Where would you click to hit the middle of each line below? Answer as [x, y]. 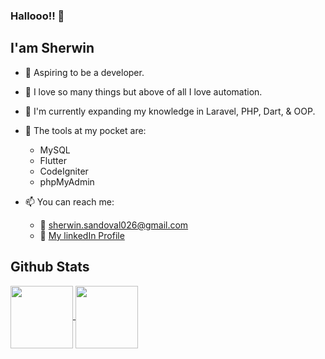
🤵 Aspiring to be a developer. [84, 72]
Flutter [53, 160]
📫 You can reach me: [69, 201]
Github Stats [50, 267]
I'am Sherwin [52, 48]
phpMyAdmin [67, 181]
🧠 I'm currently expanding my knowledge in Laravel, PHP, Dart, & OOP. [170, 111]
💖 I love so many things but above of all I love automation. [143, 91]
